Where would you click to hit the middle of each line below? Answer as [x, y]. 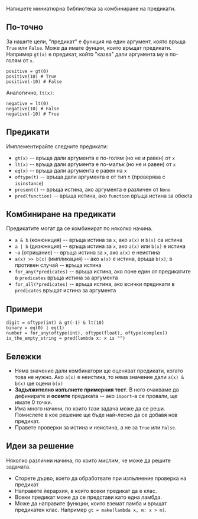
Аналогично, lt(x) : [30, 93]
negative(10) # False [33, 109]
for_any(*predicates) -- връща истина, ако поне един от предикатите [103, 272]
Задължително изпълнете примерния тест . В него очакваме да [97, 390]
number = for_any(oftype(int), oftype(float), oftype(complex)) [87, 333]
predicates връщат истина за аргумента [65, 291]
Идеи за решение [40, 446]
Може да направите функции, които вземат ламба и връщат [91, 503]
